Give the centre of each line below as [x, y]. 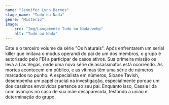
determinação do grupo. [30, 97]
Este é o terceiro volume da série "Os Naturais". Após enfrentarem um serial [85, 48]
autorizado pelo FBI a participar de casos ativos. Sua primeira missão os [81, 59]
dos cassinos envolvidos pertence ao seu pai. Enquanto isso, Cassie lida [81, 86]
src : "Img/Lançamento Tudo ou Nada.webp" [59, 29]
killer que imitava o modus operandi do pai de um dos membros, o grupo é [83, 54]
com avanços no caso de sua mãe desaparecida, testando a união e [76, 91]
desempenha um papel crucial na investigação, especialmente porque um [82, 81]
